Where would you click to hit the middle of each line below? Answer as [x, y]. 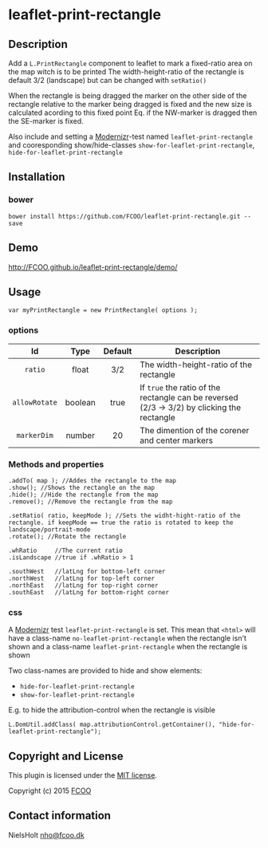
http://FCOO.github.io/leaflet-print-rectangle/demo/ [93, 267]
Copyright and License [66, 756]
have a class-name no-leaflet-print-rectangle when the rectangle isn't [128, 638]
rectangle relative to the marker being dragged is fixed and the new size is [130, 104]
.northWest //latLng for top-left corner [82, 578]
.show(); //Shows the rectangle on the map [82, 487]
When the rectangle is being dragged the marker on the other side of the [128, 96]
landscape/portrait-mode [49, 529]
